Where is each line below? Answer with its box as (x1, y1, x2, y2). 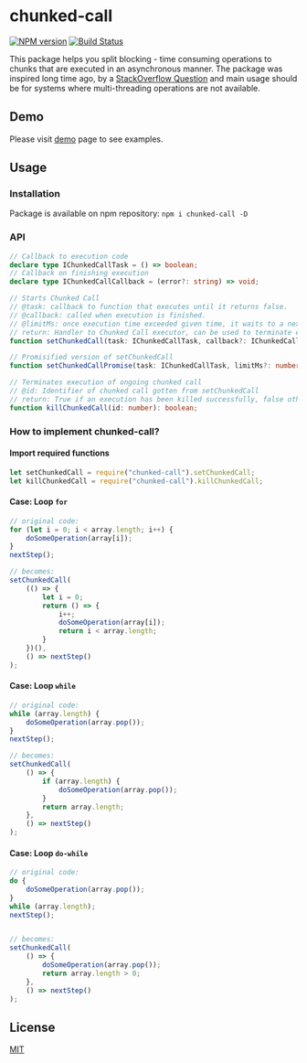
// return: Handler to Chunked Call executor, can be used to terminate (9, 327, 292, 337)
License (9, 1019, 56, 1035)
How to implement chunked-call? (9, 424, 160, 437)
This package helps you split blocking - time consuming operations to (9, 53, 272, 64)
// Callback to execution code (9, 252, 129, 261)
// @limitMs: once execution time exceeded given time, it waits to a (9, 319, 284, 328)
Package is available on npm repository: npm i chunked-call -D (9, 208, 249, 220)
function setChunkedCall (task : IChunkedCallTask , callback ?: (9, 336, 248, 346)
